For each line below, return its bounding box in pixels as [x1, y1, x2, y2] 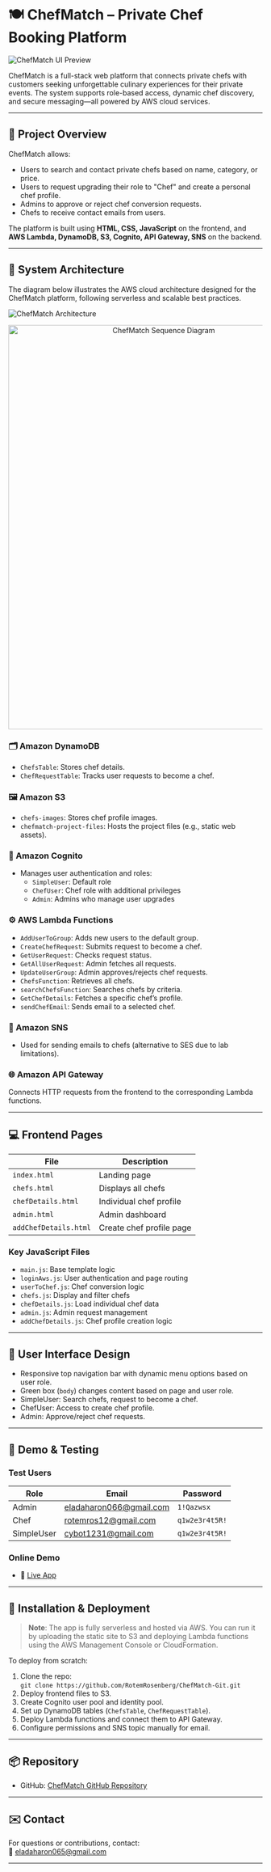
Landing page [98, 1169, 152, 1181]
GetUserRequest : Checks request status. [19, 950, 152, 960]
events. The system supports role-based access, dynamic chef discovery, [8, 87, 255, 97]
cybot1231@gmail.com [64, 1528, 154, 1539]
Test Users [8, 1467, 52, 1478]
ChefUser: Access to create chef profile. [19, 1403, 155, 1413]
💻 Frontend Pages [8, 1128, 103, 1142]
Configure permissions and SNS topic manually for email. [19, 1723, 211, 1733]
